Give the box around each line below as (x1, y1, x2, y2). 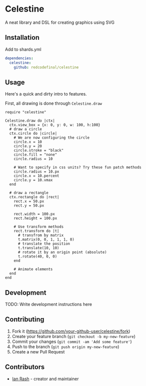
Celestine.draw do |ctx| (5, 118, 55, 123)
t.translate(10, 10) (17, 246, 59, 251)
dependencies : (5, 56, 34, 61)
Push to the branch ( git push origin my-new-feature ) (12, 343, 119, 350)
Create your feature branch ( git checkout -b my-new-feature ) (12, 333, 136, 339)
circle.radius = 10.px (14, 169, 59, 174)
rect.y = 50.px (14, 203, 44, 208)
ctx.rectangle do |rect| (9, 195, 59, 200)
